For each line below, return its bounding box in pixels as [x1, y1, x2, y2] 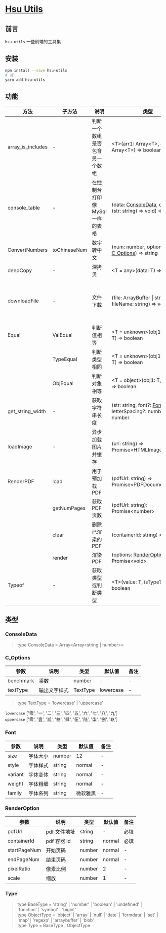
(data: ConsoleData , [111, 201, 158, 208]
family [7, 789, 22, 796]
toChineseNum [52, 247, 87, 254]
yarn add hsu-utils [5, 77, 45, 82]
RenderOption [5, 805, 40, 812]
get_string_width [7, 408, 46, 415]
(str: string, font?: [111, 402, 152, 409]
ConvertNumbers [7, 247, 48, 254]
